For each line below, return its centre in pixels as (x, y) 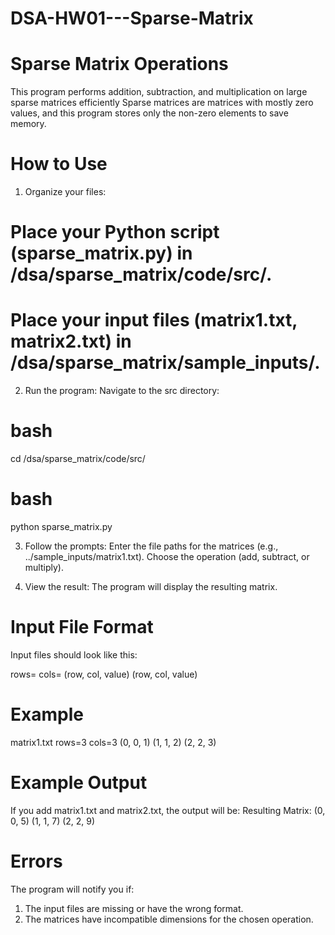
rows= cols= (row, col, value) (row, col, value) (104, 674)
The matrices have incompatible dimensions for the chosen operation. (169, 919)
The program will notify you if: (72, 889)
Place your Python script (115, 232)
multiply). (44, 568)
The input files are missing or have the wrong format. (134, 908)
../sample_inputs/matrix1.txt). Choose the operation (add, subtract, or (167, 557)
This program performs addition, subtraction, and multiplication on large (159, 92)
